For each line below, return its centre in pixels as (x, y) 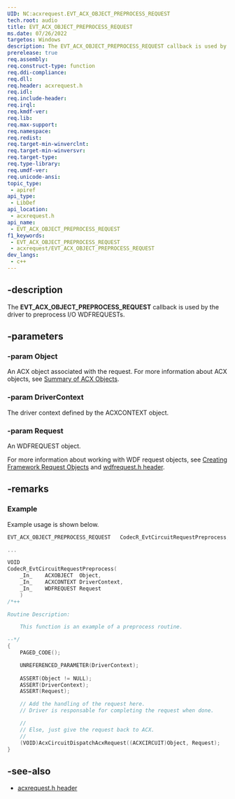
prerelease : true (33, 53)
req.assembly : (28, 60)
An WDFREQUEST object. (44, 445)
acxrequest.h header (47, 788)
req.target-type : (33, 157)
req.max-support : (33, 125)
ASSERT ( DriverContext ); (55, 685)
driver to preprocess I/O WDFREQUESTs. (66, 314)
